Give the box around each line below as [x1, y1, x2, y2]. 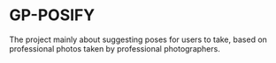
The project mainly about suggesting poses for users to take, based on [9, 34, 268, 45]
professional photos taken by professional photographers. [9, 43, 221, 53]
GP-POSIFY [9, 5, 96, 25]
